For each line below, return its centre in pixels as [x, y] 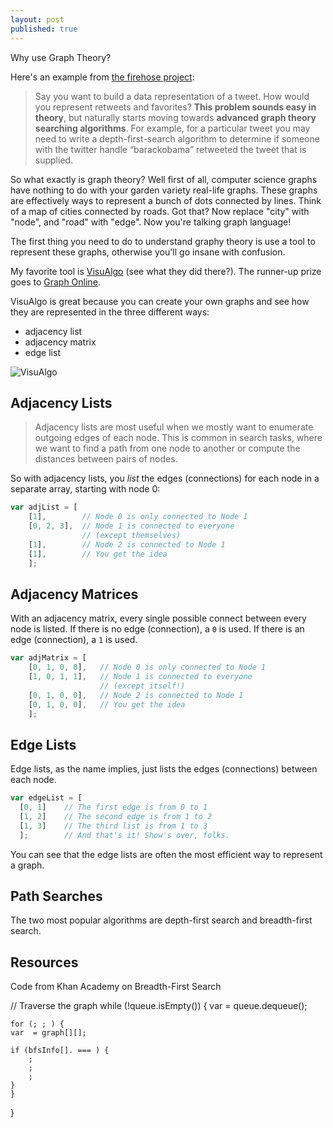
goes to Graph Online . [55, 282]
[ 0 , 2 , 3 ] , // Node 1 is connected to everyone [131, 526]
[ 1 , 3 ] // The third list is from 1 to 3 [113, 826]
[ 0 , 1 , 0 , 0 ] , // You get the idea [107, 704]
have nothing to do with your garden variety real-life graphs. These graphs [164, 190]
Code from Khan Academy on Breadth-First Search [116, 987]
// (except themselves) [131, 535]
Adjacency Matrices [74, 594]
